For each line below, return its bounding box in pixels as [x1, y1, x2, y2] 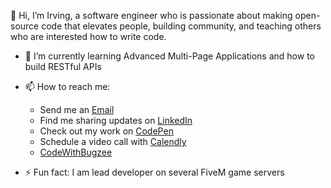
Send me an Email [39, 104, 115, 115]
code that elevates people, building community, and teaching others [41, 20, 322, 32]
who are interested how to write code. [10, 31, 167, 42]
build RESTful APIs [24, 61, 102, 72]
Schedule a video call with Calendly [39, 136, 187, 147]
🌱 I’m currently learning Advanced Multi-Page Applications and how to [24, 50, 315, 62]
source [10, 20, 40, 32]
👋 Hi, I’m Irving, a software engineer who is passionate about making [10, 10, 293, 21]
